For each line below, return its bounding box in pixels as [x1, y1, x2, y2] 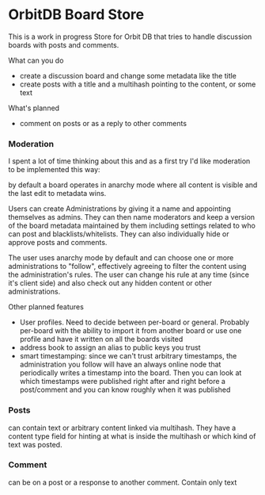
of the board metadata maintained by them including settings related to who [8, 221, 256, 231]
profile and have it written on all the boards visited [19, 335, 184, 344]
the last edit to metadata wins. [8, 189, 107, 198]
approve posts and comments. [8, 238, 108, 247]
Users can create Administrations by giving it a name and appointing [8, 204, 231, 213]
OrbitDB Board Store [8, 6, 145, 24]
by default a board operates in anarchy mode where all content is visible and [8, 180, 258, 190]
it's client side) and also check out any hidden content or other [8, 278, 212, 288]
